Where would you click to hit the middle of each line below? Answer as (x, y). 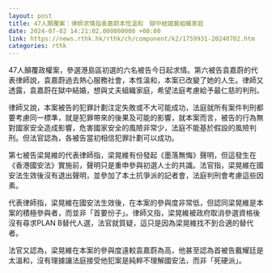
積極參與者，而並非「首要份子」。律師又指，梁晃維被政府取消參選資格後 (141, 213)
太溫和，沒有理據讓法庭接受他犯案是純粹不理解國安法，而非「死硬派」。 (127, 261)
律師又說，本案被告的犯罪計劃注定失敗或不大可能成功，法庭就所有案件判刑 (132, 108)
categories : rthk (38, 46)
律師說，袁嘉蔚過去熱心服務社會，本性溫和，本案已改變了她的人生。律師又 (139, 80)
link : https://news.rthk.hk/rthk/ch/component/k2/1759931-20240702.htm (132, 38)
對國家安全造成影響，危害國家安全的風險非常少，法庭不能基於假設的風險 (129, 128)
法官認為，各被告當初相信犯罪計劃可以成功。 (104, 138)
